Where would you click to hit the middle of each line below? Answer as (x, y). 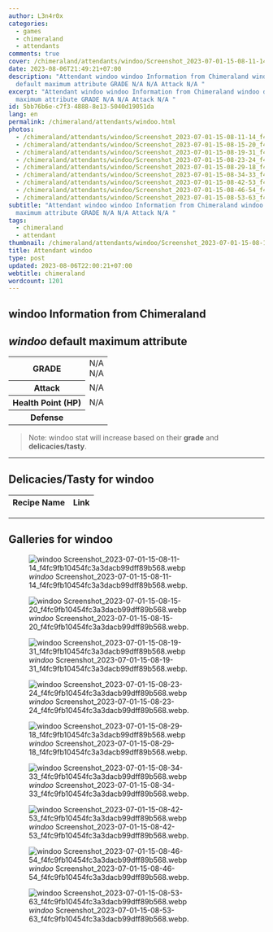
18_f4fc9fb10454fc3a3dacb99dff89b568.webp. (108, 752)
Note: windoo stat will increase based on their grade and (123, 437)
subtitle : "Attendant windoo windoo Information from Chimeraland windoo (136, 205)
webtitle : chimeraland (47, 273)
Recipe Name (39, 502)
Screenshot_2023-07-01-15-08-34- (115, 785)
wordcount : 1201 (36, 281)
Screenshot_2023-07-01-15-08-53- (115, 910)
